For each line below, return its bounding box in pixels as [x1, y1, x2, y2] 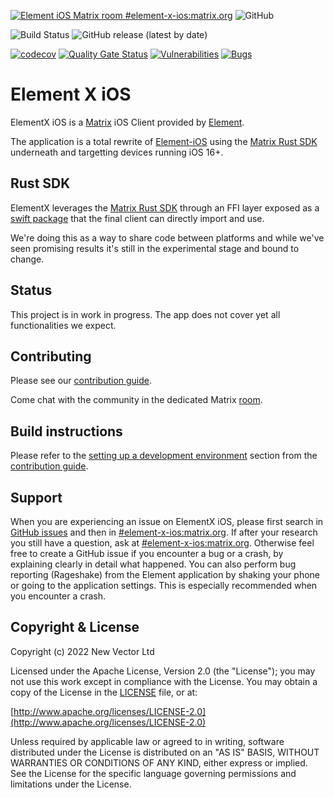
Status [10, 282, 53, 299]
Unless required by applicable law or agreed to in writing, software [10, 735, 285, 747]
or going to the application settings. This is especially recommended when [10, 580, 318, 591]
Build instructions [10, 423, 123, 440]
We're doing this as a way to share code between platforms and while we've [10, 231, 325, 244]
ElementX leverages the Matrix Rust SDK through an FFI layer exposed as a [10, 201, 320, 214]
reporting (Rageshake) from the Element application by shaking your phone [10, 569, 320, 580]
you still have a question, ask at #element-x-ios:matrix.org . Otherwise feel [10, 537, 315, 549]
